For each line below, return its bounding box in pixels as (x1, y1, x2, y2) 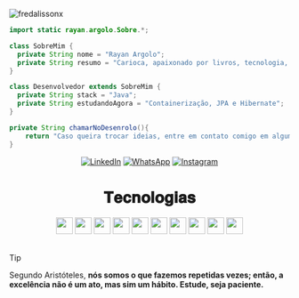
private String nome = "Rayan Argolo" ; (17, 50, 166, 59)
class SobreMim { (9, 41, 74, 51)
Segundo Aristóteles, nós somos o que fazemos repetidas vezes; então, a (9, 270, 284, 280)
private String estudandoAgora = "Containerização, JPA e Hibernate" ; (17, 99, 285, 109)
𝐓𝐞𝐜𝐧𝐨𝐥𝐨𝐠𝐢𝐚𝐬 (103, 187, 196, 207)
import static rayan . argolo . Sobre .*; (9, 26, 149, 35)
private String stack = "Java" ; (17, 91, 138, 100)
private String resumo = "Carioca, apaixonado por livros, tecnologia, (17, 58, 289, 67)
